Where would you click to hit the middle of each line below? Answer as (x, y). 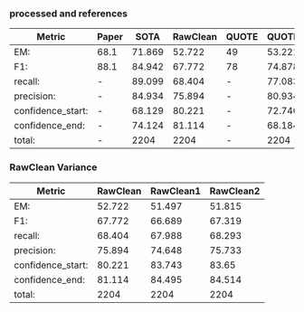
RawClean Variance (53, 167)
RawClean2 (235, 191)
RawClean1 (176, 191)
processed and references (69, 14)
